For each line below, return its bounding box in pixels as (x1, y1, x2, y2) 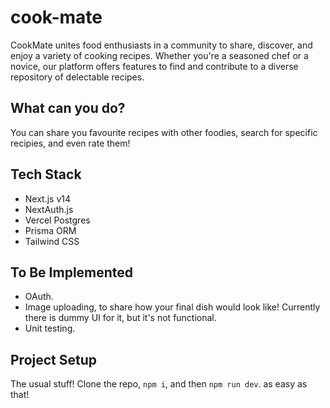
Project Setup (10, 351, 98, 368)
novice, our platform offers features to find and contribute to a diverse (10, 60, 299, 72)
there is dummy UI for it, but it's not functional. (24, 312, 217, 324)
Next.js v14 (24, 192, 72, 205)
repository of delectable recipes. (10, 71, 145, 83)
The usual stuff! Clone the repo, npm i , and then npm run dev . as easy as (10, 378, 308, 390)
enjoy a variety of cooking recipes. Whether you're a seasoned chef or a (10, 49, 309, 61)
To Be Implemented (10, 264, 134, 281)
